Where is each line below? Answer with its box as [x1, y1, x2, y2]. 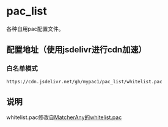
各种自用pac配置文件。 [6, 25, 64, 32]
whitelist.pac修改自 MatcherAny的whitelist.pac [6, 114, 122, 121]
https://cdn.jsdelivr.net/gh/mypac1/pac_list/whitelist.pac [6, 78, 163, 84]
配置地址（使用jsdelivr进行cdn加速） [6, 44, 147, 55]
